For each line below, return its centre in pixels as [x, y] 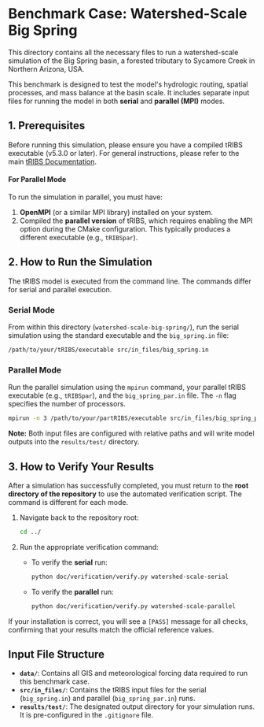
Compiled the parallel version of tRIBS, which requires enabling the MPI [136, 221]
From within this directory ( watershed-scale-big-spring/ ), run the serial [124, 327]
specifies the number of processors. [67, 404]
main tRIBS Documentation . [52, 161]
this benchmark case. [55, 681]
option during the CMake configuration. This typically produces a [125, 228]
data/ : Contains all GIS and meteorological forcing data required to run [134, 673]
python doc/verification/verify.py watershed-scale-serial [130, 577]
